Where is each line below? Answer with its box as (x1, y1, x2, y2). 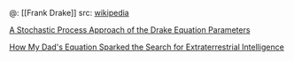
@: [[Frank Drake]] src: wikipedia (9, 8, 130, 18)
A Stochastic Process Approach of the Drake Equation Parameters (9, 25, 251, 34)
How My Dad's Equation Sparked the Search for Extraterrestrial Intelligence (9, 42, 285, 52)
